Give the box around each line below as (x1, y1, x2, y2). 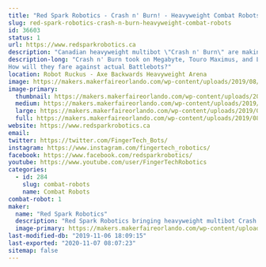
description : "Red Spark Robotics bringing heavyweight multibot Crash (15, 217, 257, 225)
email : (8, 129, 30, 137)
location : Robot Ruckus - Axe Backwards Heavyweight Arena (8, 70, 207, 78)
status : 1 (8, 33, 41, 42)
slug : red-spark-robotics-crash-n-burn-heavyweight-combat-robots (8, 19, 232, 27)
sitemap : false (8, 246, 59, 254)
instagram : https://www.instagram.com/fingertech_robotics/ (8, 144, 211, 152)
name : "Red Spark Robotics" (15, 210, 108, 218)
